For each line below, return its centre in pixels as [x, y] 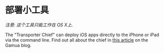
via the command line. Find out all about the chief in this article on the [77, 40]
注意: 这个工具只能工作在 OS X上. [39, 25]
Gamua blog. [18, 45]
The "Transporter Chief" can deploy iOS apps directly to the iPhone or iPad [82, 35]
